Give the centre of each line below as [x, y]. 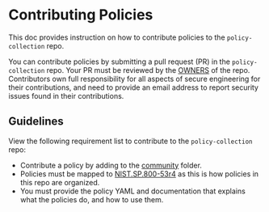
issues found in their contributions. [66, 95]
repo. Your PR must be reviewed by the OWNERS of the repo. [148, 70]
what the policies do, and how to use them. [92, 199]
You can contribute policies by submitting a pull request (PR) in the [119, 61]
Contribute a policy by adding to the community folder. [111, 165]
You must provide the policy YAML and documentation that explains [133, 191]
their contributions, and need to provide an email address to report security [133, 87]
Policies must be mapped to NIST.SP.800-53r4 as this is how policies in [139, 174]
